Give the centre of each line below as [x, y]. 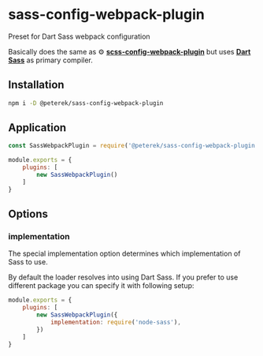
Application [37, 128]
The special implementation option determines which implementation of [124, 253]
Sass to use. [28, 262]
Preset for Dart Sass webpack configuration [80, 36]
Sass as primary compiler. [50, 60]
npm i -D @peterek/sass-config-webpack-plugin [86, 103]
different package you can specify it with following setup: [101, 286]
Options [28, 214]
